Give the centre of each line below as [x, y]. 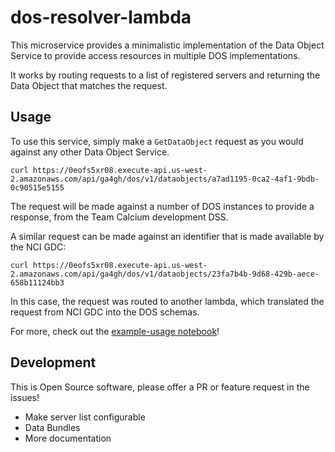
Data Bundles [52, 427]
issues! [25, 397]
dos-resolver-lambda [101, 17]
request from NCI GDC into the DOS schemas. [105, 312]
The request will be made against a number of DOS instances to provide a [162, 206]
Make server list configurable [85, 417]
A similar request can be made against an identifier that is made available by [167, 236]
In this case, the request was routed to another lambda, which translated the [167, 301]
